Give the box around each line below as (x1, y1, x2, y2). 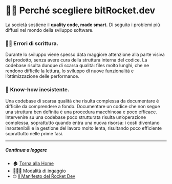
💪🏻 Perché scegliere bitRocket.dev (5, 5, 156, 16)
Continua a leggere (5, 147, 47, 153)
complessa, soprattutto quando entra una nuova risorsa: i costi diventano (5, 119, 160, 126)
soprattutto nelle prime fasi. (5, 130, 63, 136)
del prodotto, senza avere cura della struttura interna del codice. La (5, 57, 147, 63)
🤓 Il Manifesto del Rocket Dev (12, 173, 76, 179)
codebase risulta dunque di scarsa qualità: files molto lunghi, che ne (5, 63, 149, 69)
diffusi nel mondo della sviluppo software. (5, 27, 94, 33)
